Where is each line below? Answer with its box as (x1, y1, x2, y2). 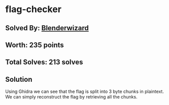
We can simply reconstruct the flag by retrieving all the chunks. (5, 94, 138, 100)
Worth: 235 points (5, 40, 64, 49)
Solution (5, 75, 32, 84)
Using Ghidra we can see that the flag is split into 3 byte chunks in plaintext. (5, 88, 164, 94)
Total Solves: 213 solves (5, 58, 83, 67)
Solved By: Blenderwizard (5, 24, 89, 32)
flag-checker (5, 4, 62, 15)
